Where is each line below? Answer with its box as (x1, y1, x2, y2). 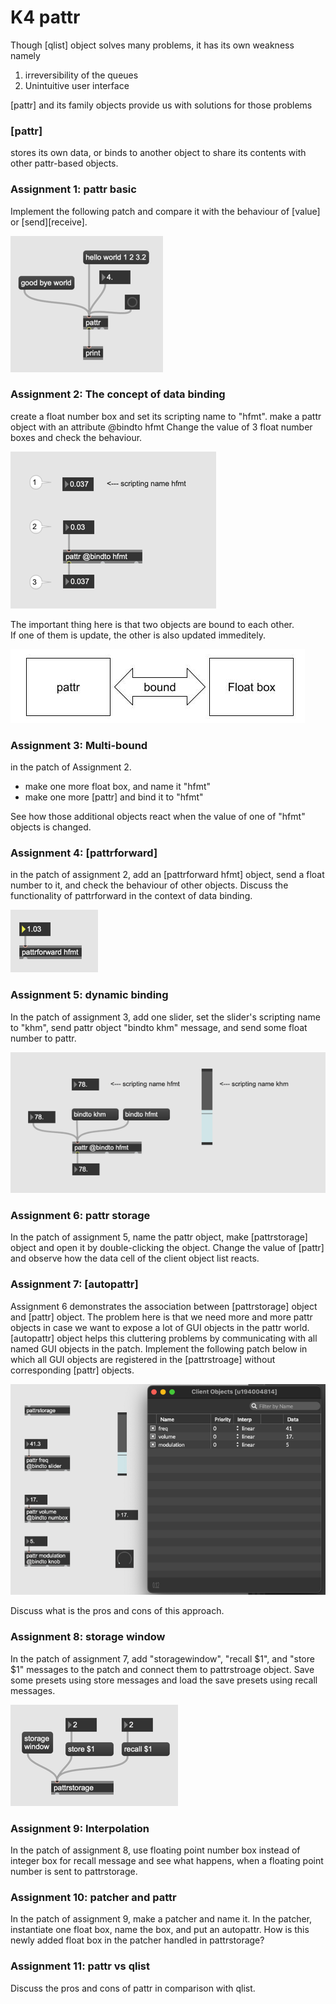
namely (10, 49, 41, 61)
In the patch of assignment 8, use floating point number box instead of (10, 1844, 301, 1856)
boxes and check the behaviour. (10, 431, 143, 443)
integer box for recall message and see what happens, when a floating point (10, 1854, 324, 1866)
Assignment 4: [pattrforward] (10, 846, 158, 860)
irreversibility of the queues (24, 69, 139, 81)
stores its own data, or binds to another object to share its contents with (10, 147, 307, 159)
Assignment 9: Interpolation (10, 1821, 150, 1835)
